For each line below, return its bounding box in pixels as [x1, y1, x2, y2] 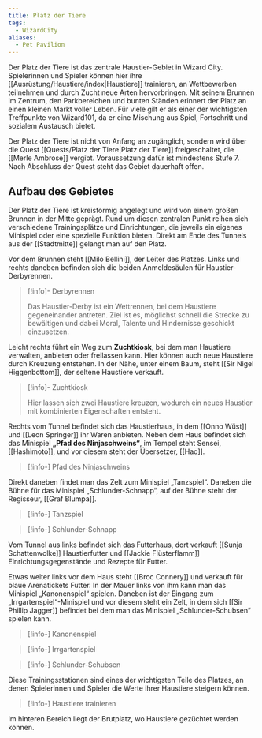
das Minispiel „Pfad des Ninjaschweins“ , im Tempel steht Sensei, [8, 438, 222, 448]
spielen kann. [8, 613, 52, 624]
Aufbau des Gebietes [8, 185, 114, 198]
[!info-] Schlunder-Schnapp [27, 524, 117, 534]
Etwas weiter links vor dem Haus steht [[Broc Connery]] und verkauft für [8, 571, 243, 581]
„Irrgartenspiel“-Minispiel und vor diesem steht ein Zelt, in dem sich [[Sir [8, 597, 243, 606]
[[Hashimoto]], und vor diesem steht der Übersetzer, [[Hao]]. [8, 447, 205, 456]
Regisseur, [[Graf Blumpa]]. [8, 494, 97, 504]
